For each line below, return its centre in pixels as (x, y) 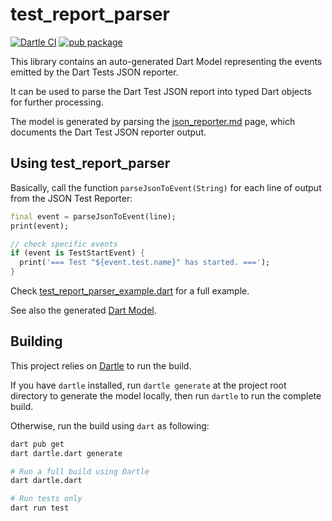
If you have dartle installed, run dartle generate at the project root (148, 385)
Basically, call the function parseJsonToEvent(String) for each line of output (166, 187)
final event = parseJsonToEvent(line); (93, 216)
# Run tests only (46, 499)
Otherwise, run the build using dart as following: (110, 425)
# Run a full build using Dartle (80, 471)
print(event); (40, 226)
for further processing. (57, 102)
